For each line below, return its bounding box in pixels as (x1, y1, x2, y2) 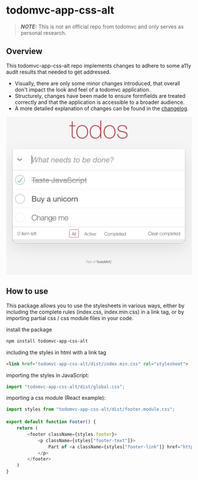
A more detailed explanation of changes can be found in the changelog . (14, 104, 189, 112)
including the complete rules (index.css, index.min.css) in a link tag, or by (6, 308, 184, 315)
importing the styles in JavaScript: (6, 371, 90, 379)
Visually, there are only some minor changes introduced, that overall (14, 80, 180, 87)
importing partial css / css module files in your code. (6, 314, 134, 321)
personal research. (20, 29, 67, 36)
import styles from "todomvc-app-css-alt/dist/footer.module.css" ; (6, 406, 176, 413)
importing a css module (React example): (6, 394, 106, 402)
